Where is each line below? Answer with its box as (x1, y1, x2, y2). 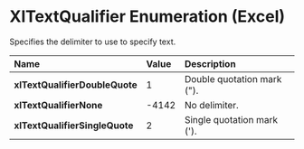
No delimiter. (184, 98, 240, 111)
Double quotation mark (184, 72, 282, 85)
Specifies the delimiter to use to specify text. (9, 36, 176, 47)
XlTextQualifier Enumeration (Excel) (9, 6, 286, 27)
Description (184, 57, 237, 70)
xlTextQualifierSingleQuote (14, 119, 134, 132)
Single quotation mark (184, 113, 279, 126)
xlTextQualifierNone (14, 98, 103, 111)
